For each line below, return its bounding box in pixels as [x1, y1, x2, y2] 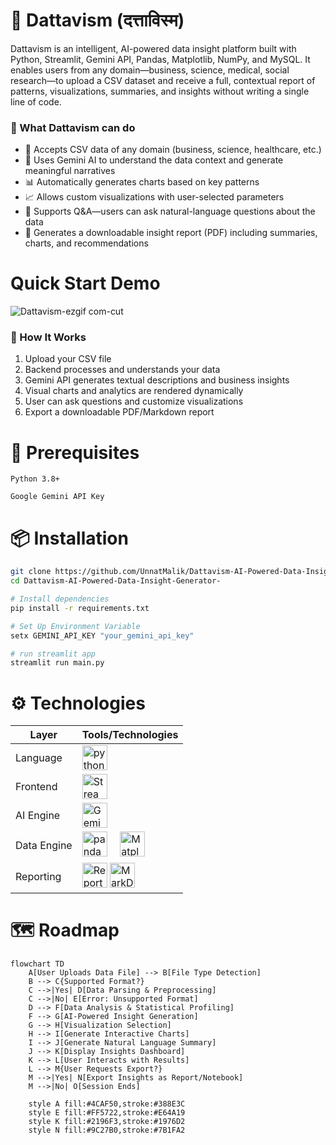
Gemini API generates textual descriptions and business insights [24, 374, 290, 386]
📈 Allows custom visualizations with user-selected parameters [24, 191, 285, 203]
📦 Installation [10, 527, 129, 549]
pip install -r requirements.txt [10, 603, 150, 613]
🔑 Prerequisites [10, 441, 140, 464]
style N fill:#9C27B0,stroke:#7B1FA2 [28, 1125, 186, 1136]
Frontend [15, 780, 58, 794]
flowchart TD [10, 959, 65, 969]
